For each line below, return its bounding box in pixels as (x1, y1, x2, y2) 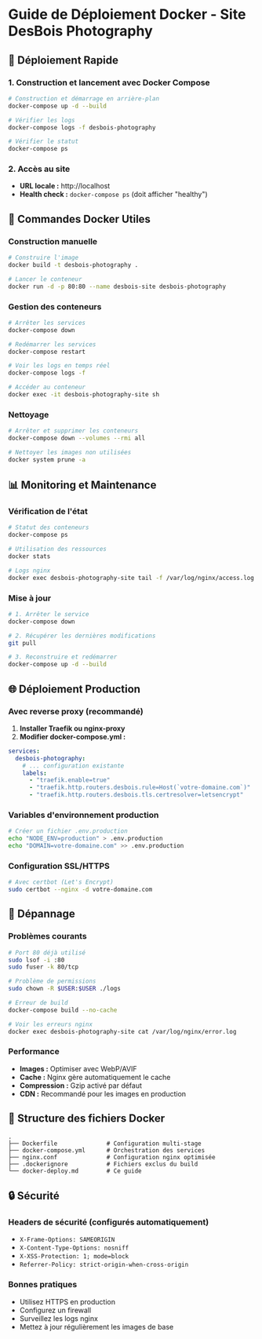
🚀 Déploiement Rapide (8, 53, 119, 67)
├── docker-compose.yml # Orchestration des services (8, 1146, 206, 1155)
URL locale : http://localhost (19, 181, 111, 191)
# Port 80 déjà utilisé (8, 948, 86, 957)
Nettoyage (8, 409, 49, 420)
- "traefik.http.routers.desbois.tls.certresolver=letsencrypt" (28, 791, 244, 799)
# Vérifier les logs (8, 116, 76, 124)
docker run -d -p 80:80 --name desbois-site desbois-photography (8, 283, 226, 290)
